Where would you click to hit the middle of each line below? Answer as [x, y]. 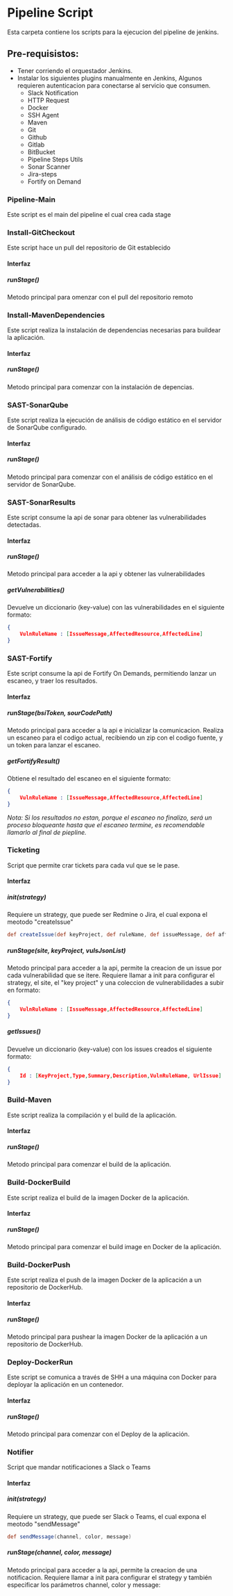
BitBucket [41, 152]
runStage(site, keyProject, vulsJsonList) [67, 950]
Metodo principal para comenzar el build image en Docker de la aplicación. [114, 1247]
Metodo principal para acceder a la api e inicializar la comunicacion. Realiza [115, 730]
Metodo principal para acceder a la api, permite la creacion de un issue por [114, 968]
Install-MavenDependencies [56, 315]
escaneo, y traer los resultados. [52, 681]
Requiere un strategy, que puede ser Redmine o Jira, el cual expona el [107, 915]
